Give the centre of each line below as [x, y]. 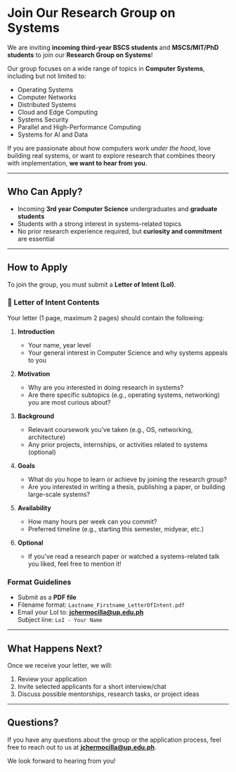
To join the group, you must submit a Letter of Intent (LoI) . [92, 284]
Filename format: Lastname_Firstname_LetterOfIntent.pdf [101, 605]
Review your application [52, 679]
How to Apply [38, 268]
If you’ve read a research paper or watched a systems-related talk [124, 556]
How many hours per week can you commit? [92, 521]
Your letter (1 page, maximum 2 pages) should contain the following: [106, 317]
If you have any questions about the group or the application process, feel [114, 740]
